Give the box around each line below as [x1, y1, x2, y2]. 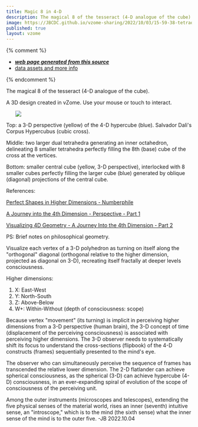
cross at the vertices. [6, 152, 58, 159]
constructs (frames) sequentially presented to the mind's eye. [6, 348, 156, 355]
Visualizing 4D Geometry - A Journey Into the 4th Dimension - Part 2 [6, 222, 173, 229]
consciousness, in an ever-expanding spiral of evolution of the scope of [13, 379, 187, 386]
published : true [6, 25, 46, 31]
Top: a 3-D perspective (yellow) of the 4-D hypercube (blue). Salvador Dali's [6, 122, 192, 129]
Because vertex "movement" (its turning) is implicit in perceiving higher [6, 317, 180, 324]
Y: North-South [14, 293, 52, 300]
